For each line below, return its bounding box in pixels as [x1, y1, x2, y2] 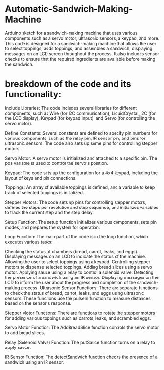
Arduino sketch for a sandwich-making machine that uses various [5, 30, 138, 36]
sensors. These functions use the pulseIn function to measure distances [5, 295, 151, 301]
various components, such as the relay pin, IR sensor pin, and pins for [5, 135, 146, 141]
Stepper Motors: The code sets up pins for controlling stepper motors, [5, 199, 147, 205]
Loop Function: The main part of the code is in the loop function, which [5, 233, 148, 239]
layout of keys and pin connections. [5, 175, 77, 181]
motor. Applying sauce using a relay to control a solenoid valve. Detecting [5, 269, 154, 275]
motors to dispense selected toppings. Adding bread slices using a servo [5, 264, 153, 270]
